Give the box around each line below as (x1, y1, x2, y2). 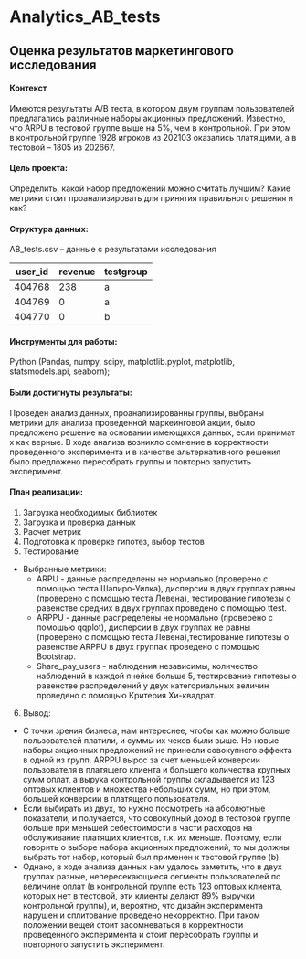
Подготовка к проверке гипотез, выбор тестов (22, 536, 206, 547)
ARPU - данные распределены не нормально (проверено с (36, 573, 269, 584)
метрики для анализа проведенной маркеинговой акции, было (9, 417, 256, 428)
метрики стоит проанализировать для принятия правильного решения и (9, 192, 294, 203)
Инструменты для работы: (9, 336, 118, 346)
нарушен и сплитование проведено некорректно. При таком (22, 910, 260, 921)
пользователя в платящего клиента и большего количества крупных (22, 763, 290, 774)
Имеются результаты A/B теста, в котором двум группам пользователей (9, 102, 295, 113)
